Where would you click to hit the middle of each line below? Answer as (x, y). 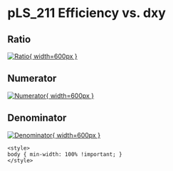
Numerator (32, 78)
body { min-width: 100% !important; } (65, 154)
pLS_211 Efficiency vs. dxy (86, 13)
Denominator (37, 118)
